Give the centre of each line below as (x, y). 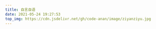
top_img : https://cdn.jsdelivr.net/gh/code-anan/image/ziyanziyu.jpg (78, 19)
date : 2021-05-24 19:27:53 (33, 14)
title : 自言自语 (20, 10)
